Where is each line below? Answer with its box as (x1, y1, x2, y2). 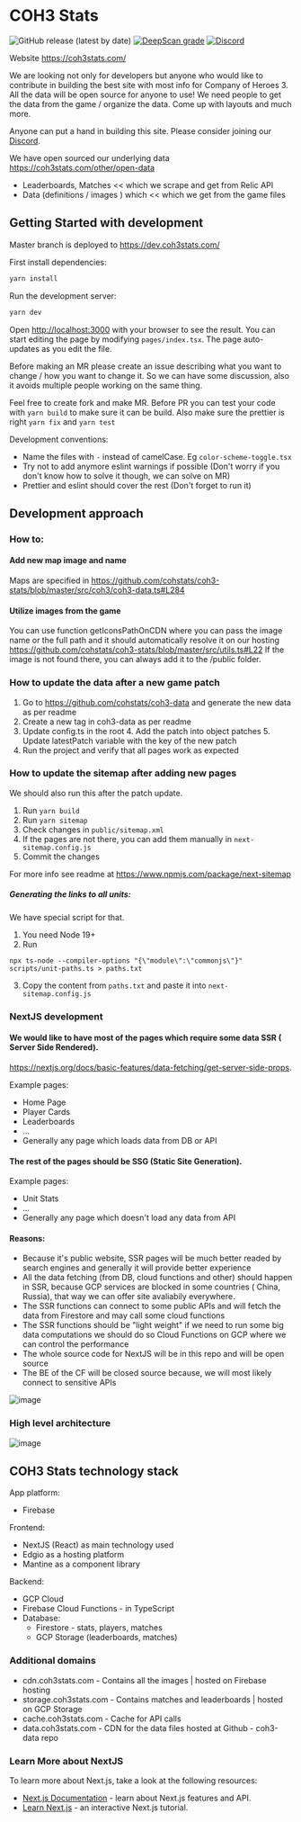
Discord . (9, 135, 40, 146)
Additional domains (9, 1655, 96, 1667)
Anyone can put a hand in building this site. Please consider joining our (9, 125, 272, 136)
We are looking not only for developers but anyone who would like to (9, 69, 263, 81)
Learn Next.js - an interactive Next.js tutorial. (22, 1802, 189, 1813)
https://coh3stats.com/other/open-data (9, 162, 155, 173)
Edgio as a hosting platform (22, 1549, 124, 1560)
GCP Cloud (22, 1593, 65, 1604)
